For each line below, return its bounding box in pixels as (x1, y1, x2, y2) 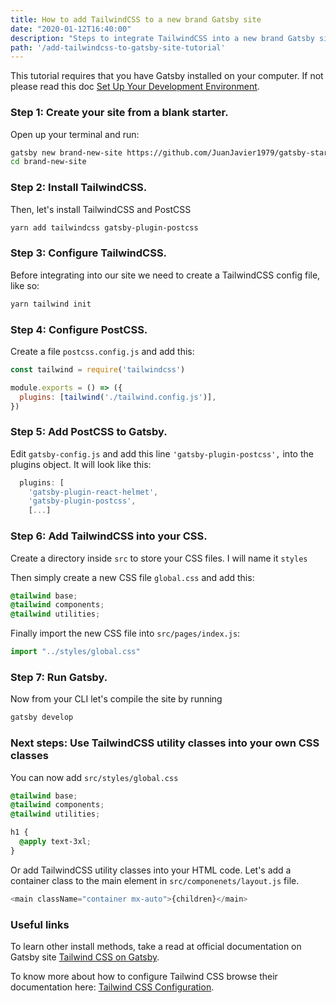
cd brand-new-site (10, 157, 87, 167)
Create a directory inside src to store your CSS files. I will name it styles (10, 552, 308, 564)
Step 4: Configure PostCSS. (10, 322, 148, 336)
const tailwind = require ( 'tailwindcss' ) (10, 364, 186, 375)
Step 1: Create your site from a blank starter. (10, 106, 229, 120)
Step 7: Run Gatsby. (10, 670, 108, 684)
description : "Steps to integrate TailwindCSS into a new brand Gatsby (10, 33, 315, 43)
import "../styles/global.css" (10, 647, 141, 657)
